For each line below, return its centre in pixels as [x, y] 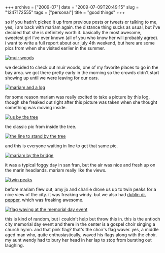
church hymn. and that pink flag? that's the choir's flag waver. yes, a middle [82, 230]
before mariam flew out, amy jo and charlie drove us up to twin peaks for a [81, 189]
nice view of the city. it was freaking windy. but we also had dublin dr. [76, 194]
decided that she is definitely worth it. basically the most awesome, [73, 32]
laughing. [15, 245]
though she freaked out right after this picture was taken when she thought [81, 102]
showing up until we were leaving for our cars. [52, 78]
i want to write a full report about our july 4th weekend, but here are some [80, 43]
